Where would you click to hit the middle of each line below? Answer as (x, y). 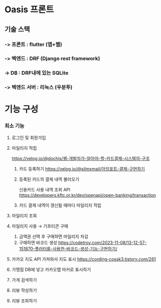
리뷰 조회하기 (24, 301)
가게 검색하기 (24, 280)
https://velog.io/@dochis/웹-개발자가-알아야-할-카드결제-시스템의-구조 (81, 158)
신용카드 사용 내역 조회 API (45, 190)
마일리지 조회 (24, 215)
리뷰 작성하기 (24, 290)
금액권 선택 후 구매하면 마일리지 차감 (54, 236)
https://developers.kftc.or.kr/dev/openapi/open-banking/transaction (87, 195)
